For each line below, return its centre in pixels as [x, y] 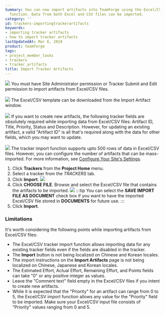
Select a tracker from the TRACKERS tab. [54, 173]
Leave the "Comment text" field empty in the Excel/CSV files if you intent [86, 281]
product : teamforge [25, 46]
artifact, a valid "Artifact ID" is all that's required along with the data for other [82, 132]
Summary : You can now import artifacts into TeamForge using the [73, 10]
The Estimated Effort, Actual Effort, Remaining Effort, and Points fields [83, 271]
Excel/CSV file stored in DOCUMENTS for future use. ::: [68, 201]
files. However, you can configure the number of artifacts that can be [75, 154]
